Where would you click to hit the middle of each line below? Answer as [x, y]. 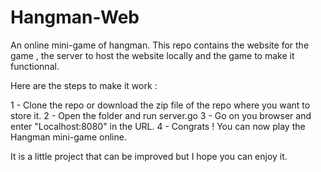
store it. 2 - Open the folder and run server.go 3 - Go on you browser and [161, 115]
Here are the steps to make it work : [84, 85]
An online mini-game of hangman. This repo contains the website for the [160, 45]
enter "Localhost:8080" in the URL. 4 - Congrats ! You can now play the [158, 126]
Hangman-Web [75, 17]
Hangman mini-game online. [68, 137]
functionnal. [35, 66]
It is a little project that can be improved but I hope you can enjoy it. [149, 156]
